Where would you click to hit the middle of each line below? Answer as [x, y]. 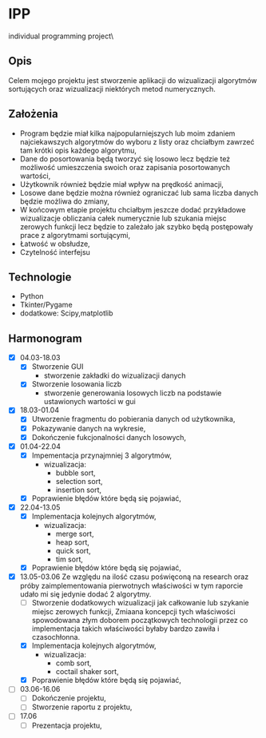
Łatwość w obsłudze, [55, 244]
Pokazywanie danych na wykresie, [89, 428]
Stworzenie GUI [58, 367]
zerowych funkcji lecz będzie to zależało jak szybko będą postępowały [136, 226]
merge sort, [75, 534]
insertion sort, [79, 490]
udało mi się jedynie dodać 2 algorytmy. [85, 594]
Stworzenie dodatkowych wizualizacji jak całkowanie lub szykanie [140, 603]
